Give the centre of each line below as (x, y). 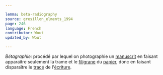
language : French (23, 28)
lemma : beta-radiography (31, 14)
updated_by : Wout (23, 38)
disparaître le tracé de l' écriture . (38, 67)
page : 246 (16, 24)
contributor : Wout (24, 33)
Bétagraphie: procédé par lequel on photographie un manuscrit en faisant (81, 56)
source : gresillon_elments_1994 (39, 19)
